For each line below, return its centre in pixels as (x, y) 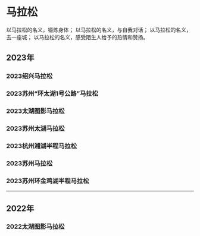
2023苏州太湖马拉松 (35, 128)
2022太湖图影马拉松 (35, 226)
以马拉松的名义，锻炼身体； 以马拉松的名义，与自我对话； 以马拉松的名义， (99, 30)
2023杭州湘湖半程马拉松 (42, 146)
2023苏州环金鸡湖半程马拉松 (48, 181)
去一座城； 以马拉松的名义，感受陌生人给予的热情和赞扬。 (77, 37)
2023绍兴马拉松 (29, 76)
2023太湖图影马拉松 (35, 111)
